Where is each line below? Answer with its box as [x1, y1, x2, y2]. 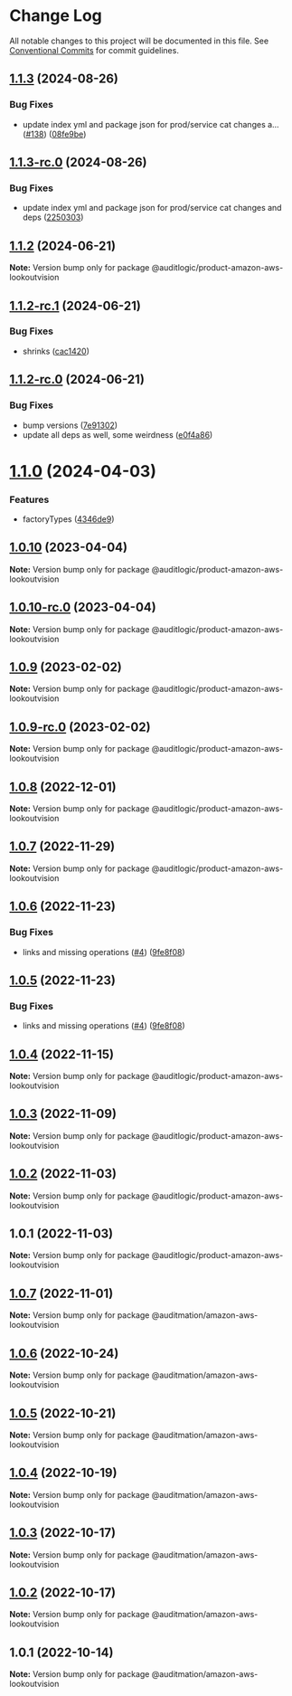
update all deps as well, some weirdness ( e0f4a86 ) [22, 429, 213, 440]
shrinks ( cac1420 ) [22, 346, 90, 356]
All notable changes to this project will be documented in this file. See [9, 35, 269, 46]
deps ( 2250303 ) [22, 212, 84, 223]
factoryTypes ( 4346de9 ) [22, 513, 115, 525]
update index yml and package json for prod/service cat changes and [22, 203, 282, 213]
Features [9, 493, 50, 506]
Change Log [9, 5, 102, 26]
